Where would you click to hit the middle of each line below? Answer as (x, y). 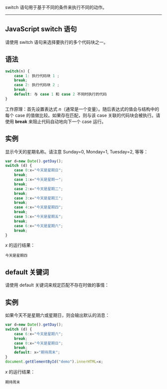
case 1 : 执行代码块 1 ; (37, 76)
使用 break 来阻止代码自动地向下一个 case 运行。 (56, 122)
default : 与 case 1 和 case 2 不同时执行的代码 (60, 94)
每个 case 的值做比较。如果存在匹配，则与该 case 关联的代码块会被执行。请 (83, 115)
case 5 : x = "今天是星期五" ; (39, 217)
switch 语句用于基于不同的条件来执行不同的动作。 (56, 7)
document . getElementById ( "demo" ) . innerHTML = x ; (54, 362)
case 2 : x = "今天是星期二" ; (39, 189)
